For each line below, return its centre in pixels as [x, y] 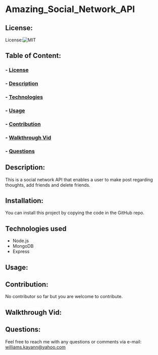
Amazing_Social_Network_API [70, 9]
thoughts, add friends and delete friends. [48, 185]
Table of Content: [33, 56]
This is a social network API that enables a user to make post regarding [79, 179]
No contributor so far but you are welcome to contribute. [64, 297]
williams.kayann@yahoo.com [36, 347]
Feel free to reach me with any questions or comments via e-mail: [73, 341]
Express [21, 252]
